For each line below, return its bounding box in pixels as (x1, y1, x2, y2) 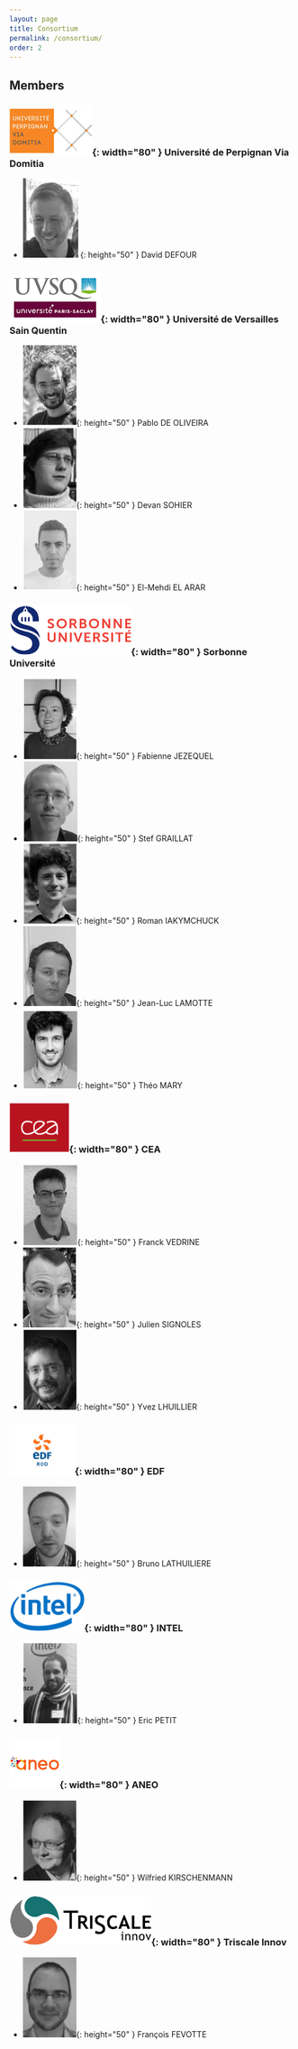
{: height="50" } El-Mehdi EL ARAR (76, 582, 206, 593)
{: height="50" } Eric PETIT (77, 1715, 177, 1726)
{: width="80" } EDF (75, 1464, 165, 1477)
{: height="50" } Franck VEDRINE (77, 1236, 201, 1247)
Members (9, 78, 65, 93)
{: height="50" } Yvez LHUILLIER (76, 1401, 198, 1412)
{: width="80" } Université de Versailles (100, 312, 279, 325)
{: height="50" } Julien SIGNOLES (76, 1318, 202, 1330)
